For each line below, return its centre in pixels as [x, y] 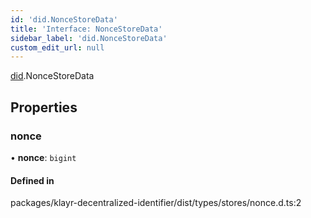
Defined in [32, 180]
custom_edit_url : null [57, 47]
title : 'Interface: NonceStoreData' [86, 29]
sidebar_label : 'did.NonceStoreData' [89, 38]
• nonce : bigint [43, 157]
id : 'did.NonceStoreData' [64, 19]
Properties [44, 107]
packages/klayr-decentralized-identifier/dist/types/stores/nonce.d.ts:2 [156, 203]
